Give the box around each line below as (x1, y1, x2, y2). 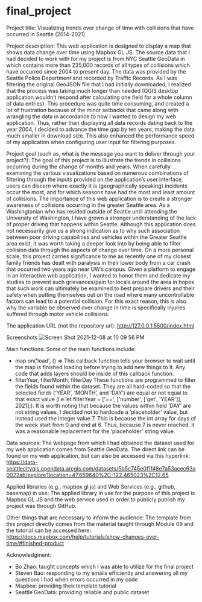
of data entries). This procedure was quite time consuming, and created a (6, 100, 189, 107)
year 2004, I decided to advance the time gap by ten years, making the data (6, 125, 195, 133)
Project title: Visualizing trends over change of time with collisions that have (6, 24, 194, 31)
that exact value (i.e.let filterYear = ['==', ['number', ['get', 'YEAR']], (14, 395, 182, 402)
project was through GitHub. (6, 502, 77, 509)
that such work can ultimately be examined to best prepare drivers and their (6, 285, 195, 292)
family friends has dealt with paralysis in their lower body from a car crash (6, 259, 191, 266)
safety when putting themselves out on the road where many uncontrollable (6, 291, 195, 298)
